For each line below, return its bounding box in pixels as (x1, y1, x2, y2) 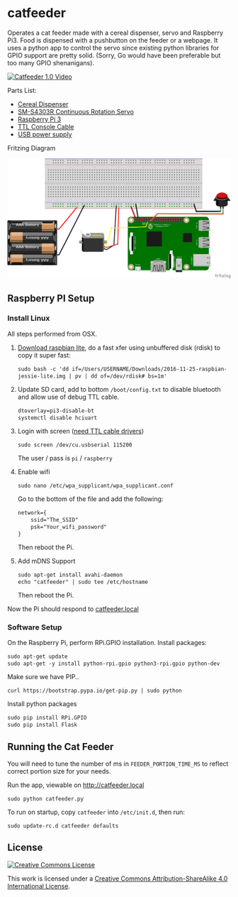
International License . (7, 881, 71, 890)
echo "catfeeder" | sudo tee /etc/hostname (17, 578, 149, 585)
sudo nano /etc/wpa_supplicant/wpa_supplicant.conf (17, 482, 174, 489)
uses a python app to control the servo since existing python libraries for (7, 43, 220, 52)
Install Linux (7, 314, 50, 324)
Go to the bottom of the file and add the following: (17, 495, 164, 503)
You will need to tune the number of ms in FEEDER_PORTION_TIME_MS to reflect (7, 759, 229, 768)
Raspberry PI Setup (7, 292, 95, 304)
